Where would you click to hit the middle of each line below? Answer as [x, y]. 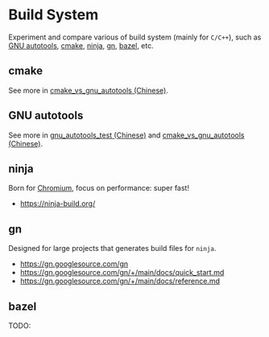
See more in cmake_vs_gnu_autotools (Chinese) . [89, 90]
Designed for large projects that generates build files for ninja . [112, 249]
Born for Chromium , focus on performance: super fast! [99, 188]
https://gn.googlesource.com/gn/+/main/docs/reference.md [120, 281]
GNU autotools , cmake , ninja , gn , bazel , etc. [81, 45]
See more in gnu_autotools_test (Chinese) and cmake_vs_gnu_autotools [126, 135]
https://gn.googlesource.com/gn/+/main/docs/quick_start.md [122, 273]
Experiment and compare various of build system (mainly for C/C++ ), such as [135, 37]
